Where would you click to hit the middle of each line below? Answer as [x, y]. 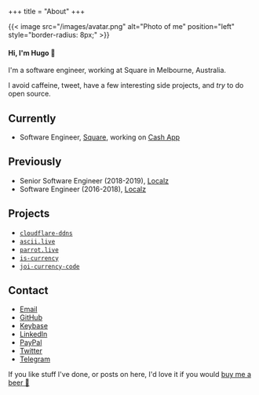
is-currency [39, 258]
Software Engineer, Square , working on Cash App [100, 137]
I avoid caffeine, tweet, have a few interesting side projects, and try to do [126, 85]
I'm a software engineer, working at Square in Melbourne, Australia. [117, 71]
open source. [29, 94]
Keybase [34, 326]
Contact [28, 290]
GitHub [31, 317]
